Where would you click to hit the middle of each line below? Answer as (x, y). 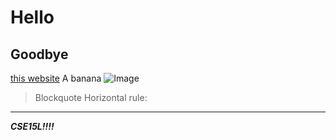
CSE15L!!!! (32, 126)
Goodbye (39, 54)
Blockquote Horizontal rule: (91, 97)
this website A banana (56, 78)
